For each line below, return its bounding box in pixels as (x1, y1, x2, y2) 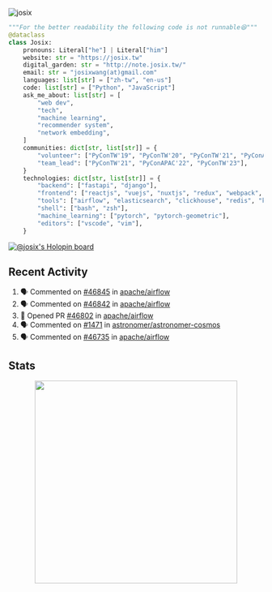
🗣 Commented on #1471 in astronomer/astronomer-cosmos (19, 320, 221, 330)
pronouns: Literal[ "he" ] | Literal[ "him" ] (23, 45, 168, 54)
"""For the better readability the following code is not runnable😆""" (8, 24, 258, 32)
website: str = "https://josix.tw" (23, 54, 143, 62)
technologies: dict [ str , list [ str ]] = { (23, 174, 161, 182)
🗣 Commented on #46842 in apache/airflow (19, 299, 171, 309)
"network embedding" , (37, 129, 111, 137)
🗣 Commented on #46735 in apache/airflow (19, 332, 170, 342)
